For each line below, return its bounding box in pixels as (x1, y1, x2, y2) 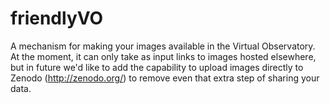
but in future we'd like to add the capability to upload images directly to (10, 61, 304, 73)
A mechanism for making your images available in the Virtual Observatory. (10, 40, 316, 52)
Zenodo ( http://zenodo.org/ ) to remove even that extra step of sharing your (10, 72, 320, 84)
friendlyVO (10, 7, 104, 30)
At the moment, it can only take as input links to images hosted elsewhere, (10, 50, 317, 62)
